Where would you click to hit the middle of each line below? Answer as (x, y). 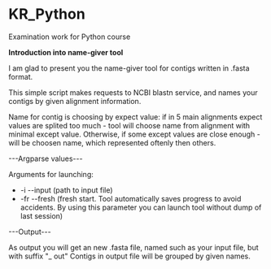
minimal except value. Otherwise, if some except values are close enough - (134, 134)
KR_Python (47, 14)
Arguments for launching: (51, 174)
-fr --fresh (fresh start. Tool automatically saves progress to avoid (131, 198)
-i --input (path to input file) (66, 190)
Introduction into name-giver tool (66, 52)
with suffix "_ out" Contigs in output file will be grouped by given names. (129, 256)
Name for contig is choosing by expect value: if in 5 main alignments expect (135, 117)
